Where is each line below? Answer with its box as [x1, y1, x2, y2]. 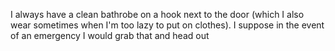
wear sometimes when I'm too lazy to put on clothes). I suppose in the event [10, 19, 325, 31]
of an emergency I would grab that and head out [10, 30, 210, 41]
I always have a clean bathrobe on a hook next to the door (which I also [10, 9, 305, 20]
